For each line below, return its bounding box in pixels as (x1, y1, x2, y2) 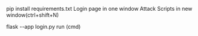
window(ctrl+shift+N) (6, 11, 59, 19)
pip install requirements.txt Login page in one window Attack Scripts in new (6, 5, 193, 12)
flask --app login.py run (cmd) (6, 23, 81, 30)
